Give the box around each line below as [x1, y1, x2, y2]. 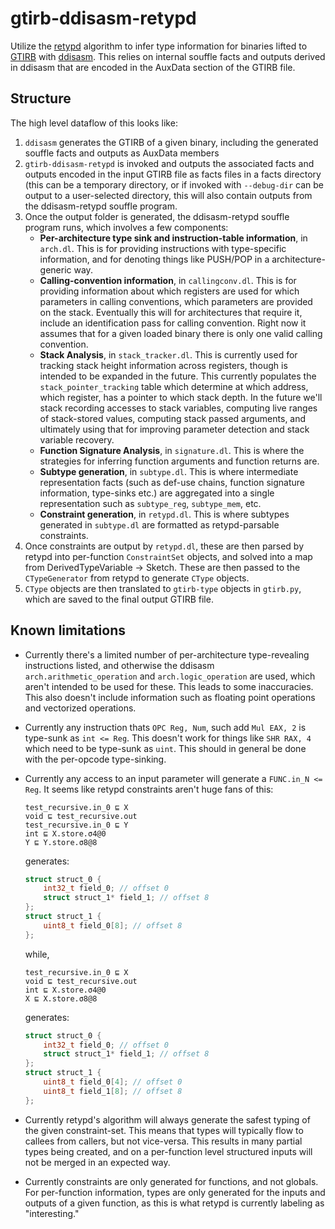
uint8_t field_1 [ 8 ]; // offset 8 [43, 1086, 183, 1096]
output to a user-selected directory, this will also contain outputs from [24, 189, 313, 201]
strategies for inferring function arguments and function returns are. [39, 455, 320, 467]
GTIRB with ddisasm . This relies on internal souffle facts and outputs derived [10, 50, 326, 62]
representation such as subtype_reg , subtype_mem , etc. [39, 497, 262, 509]
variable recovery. [39, 433, 115, 446]
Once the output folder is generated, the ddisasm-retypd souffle [24, 210, 290, 222]
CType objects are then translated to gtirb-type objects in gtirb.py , [24, 582, 302, 594]
